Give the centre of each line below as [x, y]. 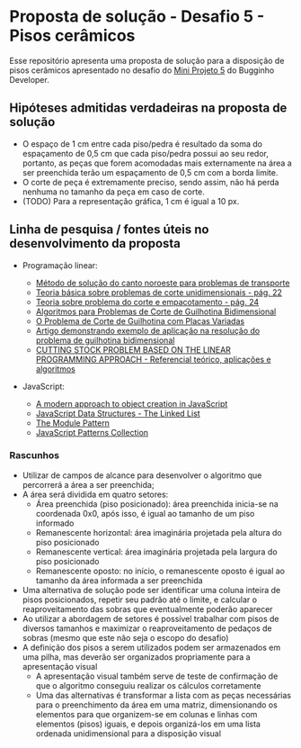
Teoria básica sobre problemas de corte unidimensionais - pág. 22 [159, 292]
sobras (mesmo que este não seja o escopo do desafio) [125, 637]
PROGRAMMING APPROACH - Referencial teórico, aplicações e [153, 359]
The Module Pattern [73, 423]
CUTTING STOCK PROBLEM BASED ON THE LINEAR [133, 349]
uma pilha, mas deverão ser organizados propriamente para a [136, 657]
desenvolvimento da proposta [95, 243]
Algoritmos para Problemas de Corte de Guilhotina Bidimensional [156, 311]
